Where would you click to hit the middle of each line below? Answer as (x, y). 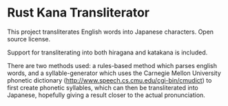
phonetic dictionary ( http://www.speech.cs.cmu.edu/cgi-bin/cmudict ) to (110, 80)
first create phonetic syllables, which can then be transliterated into (103, 87)
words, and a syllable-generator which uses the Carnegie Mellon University (114, 73)
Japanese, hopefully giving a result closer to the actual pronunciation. (106, 95)
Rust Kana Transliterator (79, 13)
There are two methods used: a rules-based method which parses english (112, 65)
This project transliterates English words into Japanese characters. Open (111, 32)
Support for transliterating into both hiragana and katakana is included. (107, 52)
